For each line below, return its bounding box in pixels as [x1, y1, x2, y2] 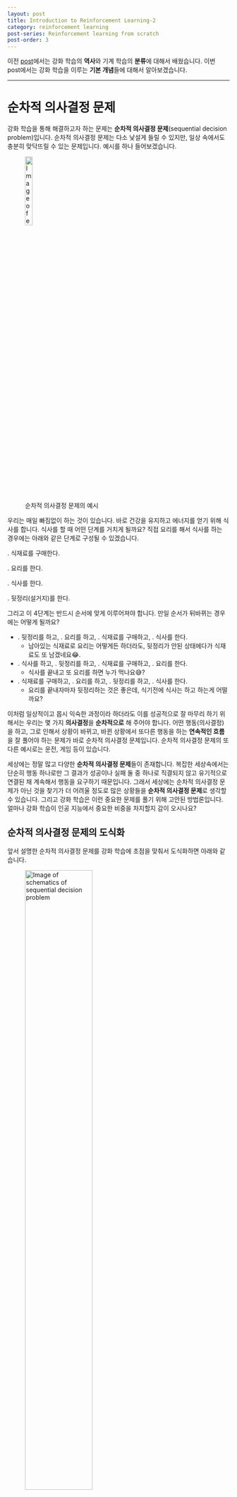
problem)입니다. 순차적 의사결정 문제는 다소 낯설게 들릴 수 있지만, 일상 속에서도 [7, 133, 226, 142]
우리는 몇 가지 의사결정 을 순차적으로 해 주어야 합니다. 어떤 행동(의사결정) [25, 718, 224, 727]
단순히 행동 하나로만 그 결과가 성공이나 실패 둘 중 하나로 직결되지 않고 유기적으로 [7, 769, 228, 777]
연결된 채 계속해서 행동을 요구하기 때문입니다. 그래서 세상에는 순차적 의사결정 [7, 777, 219, 786]
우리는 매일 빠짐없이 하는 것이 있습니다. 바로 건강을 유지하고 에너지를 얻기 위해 [7, 516, 222, 525]
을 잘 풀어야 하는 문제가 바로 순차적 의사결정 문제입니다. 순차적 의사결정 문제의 [7, 736, 222, 745]
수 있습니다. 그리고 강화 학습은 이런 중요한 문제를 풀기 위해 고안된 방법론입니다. [7, 795, 224, 804]
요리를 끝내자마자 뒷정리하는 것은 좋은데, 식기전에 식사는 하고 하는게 [28, 686, 215, 694]
